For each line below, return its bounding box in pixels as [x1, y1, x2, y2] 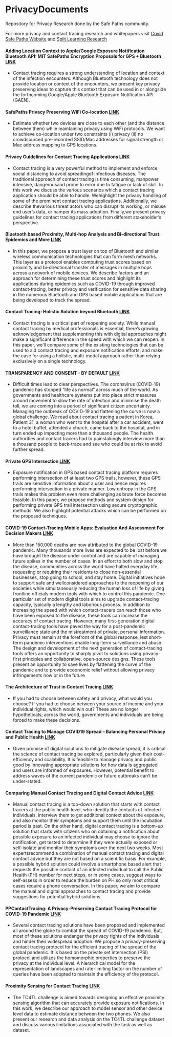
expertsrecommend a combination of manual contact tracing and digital [12, 850, 164, 856]
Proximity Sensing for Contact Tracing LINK [5, 983, 100, 989]
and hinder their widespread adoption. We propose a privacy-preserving [12, 938, 166, 945]
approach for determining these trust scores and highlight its [12, 275, 141, 281]
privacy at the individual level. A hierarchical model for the [12, 960, 136, 966]
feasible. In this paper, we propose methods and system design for [12, 496, 154, 503]
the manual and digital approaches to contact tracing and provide [12, 888, 151, 894]
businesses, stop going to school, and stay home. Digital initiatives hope [12, 574, 165, 580]
